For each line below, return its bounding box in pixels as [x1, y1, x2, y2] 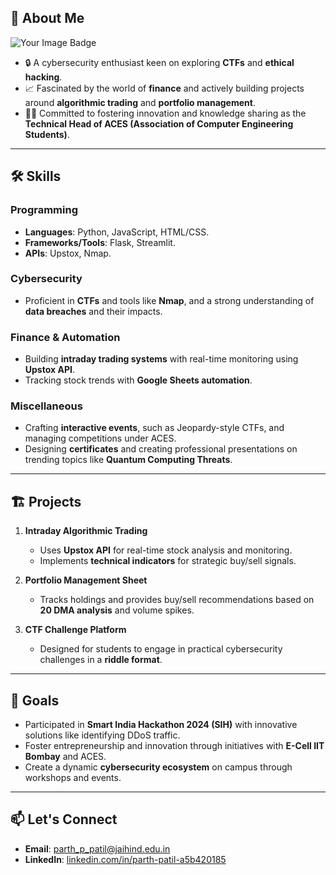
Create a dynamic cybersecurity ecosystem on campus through [24, 761, 293, 773]
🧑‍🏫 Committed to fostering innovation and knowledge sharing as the [24, 107, 307, 119]
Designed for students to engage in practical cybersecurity [39, 643, 283, 655]
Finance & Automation [10, 330, 121, 344]
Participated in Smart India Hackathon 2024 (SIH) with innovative [24, 719, 298, 731]
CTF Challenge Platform [24, 624, 127, 636]
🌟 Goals [10, 692, 60, 709]
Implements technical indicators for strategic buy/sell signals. [39, 555, 297, 567]
